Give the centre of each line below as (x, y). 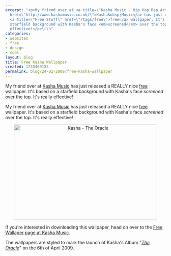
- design (15, 48)
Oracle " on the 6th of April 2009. (40, 248)
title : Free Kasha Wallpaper (36, 62)
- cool (12, 52)
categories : (18, 34)
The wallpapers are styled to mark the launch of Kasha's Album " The (78, 243)
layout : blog (19, 57)
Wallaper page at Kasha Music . (38, 233)
